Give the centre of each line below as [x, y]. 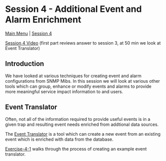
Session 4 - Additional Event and [74, 9]
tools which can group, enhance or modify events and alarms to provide [78, 86]
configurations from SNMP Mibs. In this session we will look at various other [83, 81]
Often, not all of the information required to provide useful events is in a [78, 119]
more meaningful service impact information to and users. [64, 91]
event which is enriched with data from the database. [59, 139]
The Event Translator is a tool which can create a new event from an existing [83, 134]
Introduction [25, 64]
